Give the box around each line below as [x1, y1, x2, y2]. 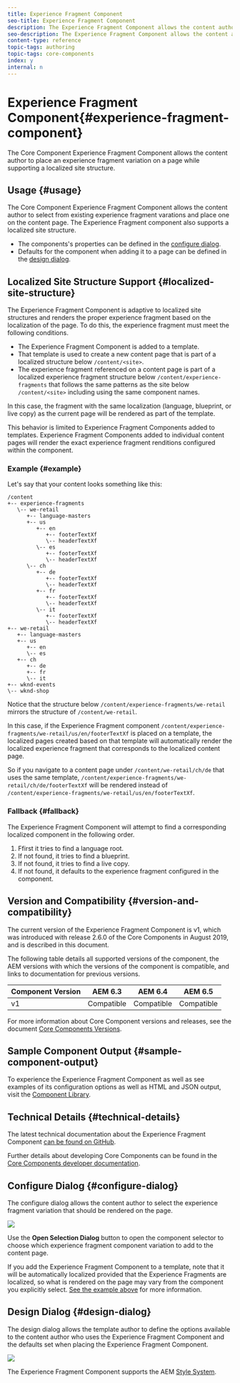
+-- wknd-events [7, 681, 56, 689]
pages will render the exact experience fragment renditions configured [7, 439, 216, 447]
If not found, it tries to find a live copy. [17, 859, 130, 868]
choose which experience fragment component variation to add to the [7, 1241, 214, 1250]
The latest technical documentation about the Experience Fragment [7, 1130, 206, 1139]
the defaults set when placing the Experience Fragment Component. [7, 1340, 209, 1349]
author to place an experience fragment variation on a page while [7, 156, 200, 164]
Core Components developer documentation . [7, 1159, 141, 1168]
